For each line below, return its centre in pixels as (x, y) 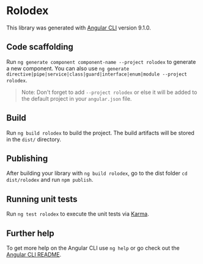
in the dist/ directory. (34, 139)
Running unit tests (42, 199)
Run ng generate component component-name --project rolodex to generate (101, 61)
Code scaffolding (40, 47)
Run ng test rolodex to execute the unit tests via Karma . (78, 214)
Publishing (27, 158)
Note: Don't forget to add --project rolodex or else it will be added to (109, 92)
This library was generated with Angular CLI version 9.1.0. (79, 28)
